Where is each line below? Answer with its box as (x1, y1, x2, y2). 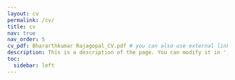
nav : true (7, 29, 36, 37)
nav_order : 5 (7, 36, 45, 43)
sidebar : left (13, 62, 55, 69)
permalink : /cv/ (7, 17, 55, 24)
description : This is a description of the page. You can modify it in (7, 49, 220, 56)
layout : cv (7, 10, 39, 17)
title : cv (7, 23, 36, 30)
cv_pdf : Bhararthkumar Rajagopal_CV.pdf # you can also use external (7, 42, 215, 49)
